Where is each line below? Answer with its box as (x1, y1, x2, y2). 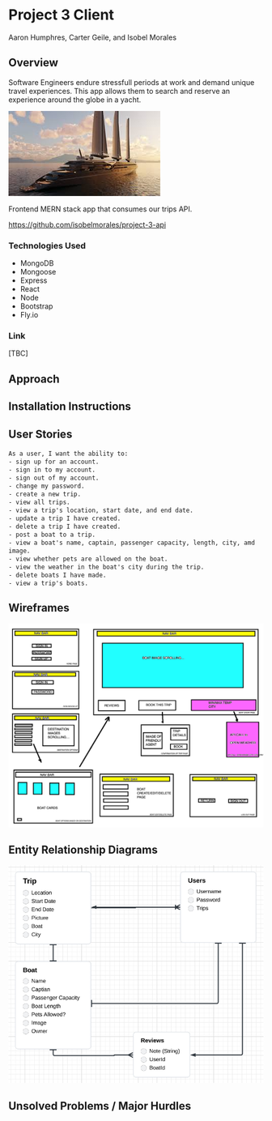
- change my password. (8, 482, 85, 490)
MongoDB (19, 258, 54, 268)
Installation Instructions (8, 399, 132, 414)
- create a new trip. (8, 490, 82, 498)
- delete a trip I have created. (8, 522, 121, 531)
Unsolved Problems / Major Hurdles (8, 1099, 192, 1113)
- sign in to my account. (8, 466, 96, 474)
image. (8, 547, 31, 555)
